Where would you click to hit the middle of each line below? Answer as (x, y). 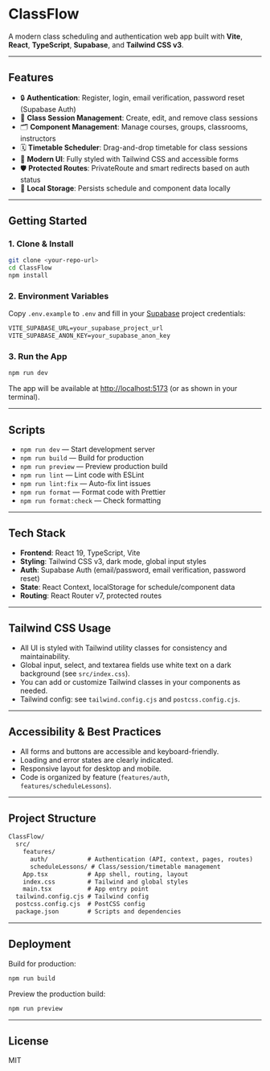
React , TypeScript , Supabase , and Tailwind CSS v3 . (96, 44)
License (29, 1041)
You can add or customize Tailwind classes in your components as (130, 682)
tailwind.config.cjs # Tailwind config (82, 897)
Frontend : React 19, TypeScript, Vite (80, 553)
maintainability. (45, 656)
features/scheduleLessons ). (65, 785)
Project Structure (52, 818)
